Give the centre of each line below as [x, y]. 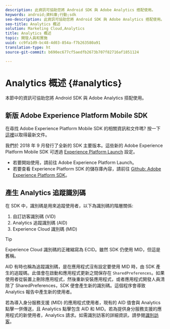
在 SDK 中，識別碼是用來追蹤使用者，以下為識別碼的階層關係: [69, 206]
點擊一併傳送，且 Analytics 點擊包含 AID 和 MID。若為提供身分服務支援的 [81, 309]
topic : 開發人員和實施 [27, 38]
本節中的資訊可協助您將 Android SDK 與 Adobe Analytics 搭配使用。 [76, 98]
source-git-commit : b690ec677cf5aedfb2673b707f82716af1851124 [72, 52]
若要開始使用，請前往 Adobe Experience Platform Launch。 [75, 162]
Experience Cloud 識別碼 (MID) [45, 229]
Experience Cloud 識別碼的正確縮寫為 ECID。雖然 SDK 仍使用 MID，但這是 [83, 250]
